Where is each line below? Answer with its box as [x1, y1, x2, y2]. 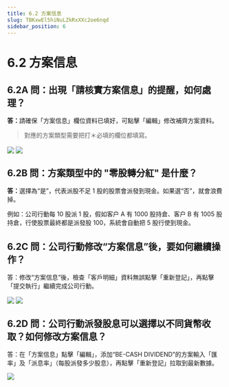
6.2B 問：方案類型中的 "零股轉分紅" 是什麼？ [7, 167, 198, 179]
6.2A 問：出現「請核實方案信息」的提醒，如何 [7, 84, 202, 96]
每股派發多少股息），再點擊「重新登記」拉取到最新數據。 [58, 359, 218, 367]
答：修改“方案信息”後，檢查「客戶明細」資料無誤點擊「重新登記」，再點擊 [7, 273, 215, 282]
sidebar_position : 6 [7, 23, 67, 30]
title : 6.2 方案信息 [7, 10, 62, 17]
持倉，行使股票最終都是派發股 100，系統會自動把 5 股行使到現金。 [7, 218, 195, 227]
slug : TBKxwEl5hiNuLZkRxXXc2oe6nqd [7, 17, 109, 23]
